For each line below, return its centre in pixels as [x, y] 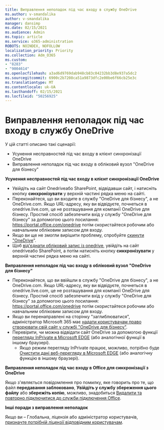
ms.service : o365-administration [39, 42]
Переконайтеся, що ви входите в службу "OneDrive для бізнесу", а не [85, 199]
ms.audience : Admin [25, 32]
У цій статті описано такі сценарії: [41, 144]
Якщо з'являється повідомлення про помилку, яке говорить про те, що [80, 382]
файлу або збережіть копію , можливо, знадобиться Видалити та [73, 393]
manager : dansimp [23, 23]
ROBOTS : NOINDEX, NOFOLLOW [33, 46]
